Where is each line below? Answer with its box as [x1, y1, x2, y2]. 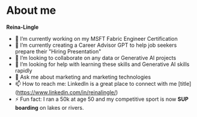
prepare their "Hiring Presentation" [14, 47, 102, 55]
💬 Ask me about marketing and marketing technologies [14, 73, 151, 80]
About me [6, 4, 56, 17]
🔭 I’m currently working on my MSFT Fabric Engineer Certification [14, 35, 178, 42]
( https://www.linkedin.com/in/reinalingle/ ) [14, 88, 118, 96]
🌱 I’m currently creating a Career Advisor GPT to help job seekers [14, 41, 177, 49]
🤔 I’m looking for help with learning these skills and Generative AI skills [14, 61, 190, 68]
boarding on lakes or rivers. [14, 104, 84, 111]
